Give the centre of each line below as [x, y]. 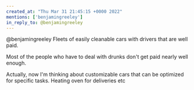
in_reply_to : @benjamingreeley [45, 22]
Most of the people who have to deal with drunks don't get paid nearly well [97, 57]
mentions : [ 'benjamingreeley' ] [45, 17]
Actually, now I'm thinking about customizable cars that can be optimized [95, 75]
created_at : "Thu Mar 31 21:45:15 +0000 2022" [64, 11]
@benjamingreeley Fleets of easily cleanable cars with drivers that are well [97, 39]
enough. [16, 63]
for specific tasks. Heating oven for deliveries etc [66, 81]
